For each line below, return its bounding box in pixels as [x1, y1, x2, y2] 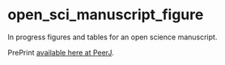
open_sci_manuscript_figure [7, 6, 204, 24]
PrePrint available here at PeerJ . [7, 47, 114, 57]
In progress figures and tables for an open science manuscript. [7, 32, 218, 42]
